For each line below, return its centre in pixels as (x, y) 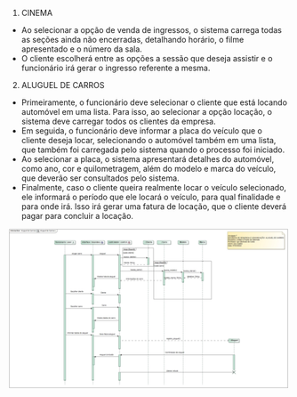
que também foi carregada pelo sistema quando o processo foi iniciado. (153, 150)
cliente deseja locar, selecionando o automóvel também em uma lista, (148, 140)
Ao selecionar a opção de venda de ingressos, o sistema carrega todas (151, 30)
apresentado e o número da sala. (82, 49)
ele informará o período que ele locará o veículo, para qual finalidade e (151, 197)
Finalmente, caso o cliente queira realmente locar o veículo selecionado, (153, 187)
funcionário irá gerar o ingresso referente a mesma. (116, 68)
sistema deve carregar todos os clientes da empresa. (118, 121)
